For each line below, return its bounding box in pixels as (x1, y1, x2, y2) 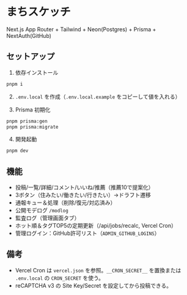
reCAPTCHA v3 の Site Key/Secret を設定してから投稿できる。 (15, 282, 172, 289)
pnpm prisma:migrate (6, 124, 59, 130)
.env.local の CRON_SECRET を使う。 (15, 274, 105, 282)
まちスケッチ (6, 5, 71, 19)
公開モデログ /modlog (15, 207, 68, 214)
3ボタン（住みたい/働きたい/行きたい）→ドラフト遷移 (15, 192, 151, 199)
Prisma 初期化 (15, 106, 51, 113)
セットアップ (6, 51, 55, 62)
